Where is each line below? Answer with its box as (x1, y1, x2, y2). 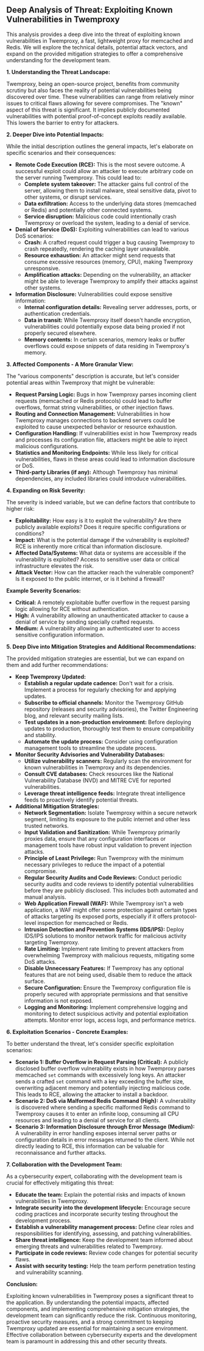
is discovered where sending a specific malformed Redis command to (15, 1103, 191, 1111)
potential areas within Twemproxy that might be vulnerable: (6, 379, 155, 386)
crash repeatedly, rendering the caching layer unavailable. (24, 245, 171, 252)
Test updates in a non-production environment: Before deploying (24, 718, 192, 725)
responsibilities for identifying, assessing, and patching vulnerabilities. (15, 1230, 192, 1237)
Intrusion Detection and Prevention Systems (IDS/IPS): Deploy (24, 925, 185, 933)
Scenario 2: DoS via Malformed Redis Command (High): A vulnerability (15, 1097, 196, 1104)
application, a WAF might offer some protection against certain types (24, 906, 197, 913)
